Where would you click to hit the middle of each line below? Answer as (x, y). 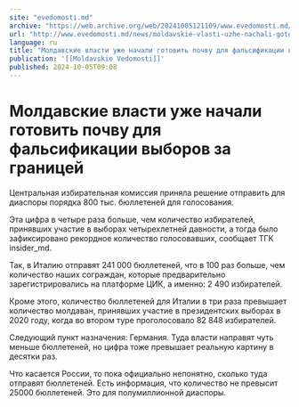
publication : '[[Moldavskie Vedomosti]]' (87, 59)
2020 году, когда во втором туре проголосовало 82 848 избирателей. (143, 320)
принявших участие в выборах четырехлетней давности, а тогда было (144, 229)
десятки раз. (33, 356)
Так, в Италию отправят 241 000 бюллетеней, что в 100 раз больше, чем (147, 265)
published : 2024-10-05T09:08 (63, 68)
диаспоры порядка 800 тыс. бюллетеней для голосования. (121, 202)
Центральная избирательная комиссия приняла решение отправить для (147, 192)
